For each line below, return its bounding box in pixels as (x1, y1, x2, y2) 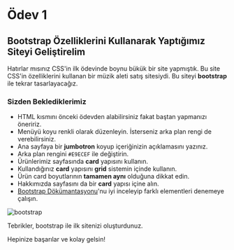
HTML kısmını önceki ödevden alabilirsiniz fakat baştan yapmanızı (17, 113, 207, 121)
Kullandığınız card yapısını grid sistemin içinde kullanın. (17, 165, 177, 173)
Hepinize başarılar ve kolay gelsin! (7, 235, 106, 244)
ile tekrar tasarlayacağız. (7, 79, 78, 88)
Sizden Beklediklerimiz (7, 97, 87, 106)
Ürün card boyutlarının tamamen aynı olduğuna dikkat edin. (17, 172, 190, 181)
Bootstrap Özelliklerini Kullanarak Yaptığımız (7, 35, 205, 47)
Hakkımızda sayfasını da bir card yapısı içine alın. (17, 179, 159, 188)
